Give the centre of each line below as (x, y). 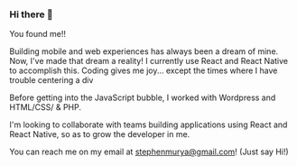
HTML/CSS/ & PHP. (46, 107)
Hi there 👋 (32, 14)
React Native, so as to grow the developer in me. (100, 134)
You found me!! (37, 34)
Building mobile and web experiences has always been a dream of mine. (144, 51)
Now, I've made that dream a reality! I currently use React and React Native (149, 61)
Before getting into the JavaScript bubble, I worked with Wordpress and (143, 97)
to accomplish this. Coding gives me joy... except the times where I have (144, 70)
